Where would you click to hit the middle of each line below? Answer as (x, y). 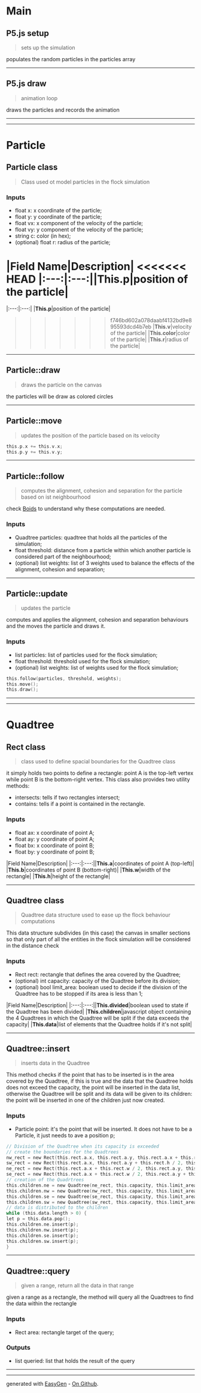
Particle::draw (33, 370)
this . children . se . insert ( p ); (42, 1235)
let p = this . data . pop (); (38, 1219)
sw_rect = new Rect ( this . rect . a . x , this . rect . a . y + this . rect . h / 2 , (95, 1163)
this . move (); (22, 684)
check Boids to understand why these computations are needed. (86, 509)
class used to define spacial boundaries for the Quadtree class (98, 762)
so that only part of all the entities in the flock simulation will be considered (98, 939)
